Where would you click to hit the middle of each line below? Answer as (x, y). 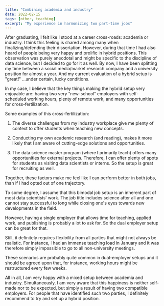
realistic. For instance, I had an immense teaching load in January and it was (82, 243)
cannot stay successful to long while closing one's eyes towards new (75, 203)
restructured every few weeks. (36, 268)
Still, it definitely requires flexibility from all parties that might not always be (81, 238)
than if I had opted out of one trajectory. (45, 183)
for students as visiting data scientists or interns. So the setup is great (82, 163)
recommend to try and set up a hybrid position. (53, 299)
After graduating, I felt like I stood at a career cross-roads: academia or (77, 37)
